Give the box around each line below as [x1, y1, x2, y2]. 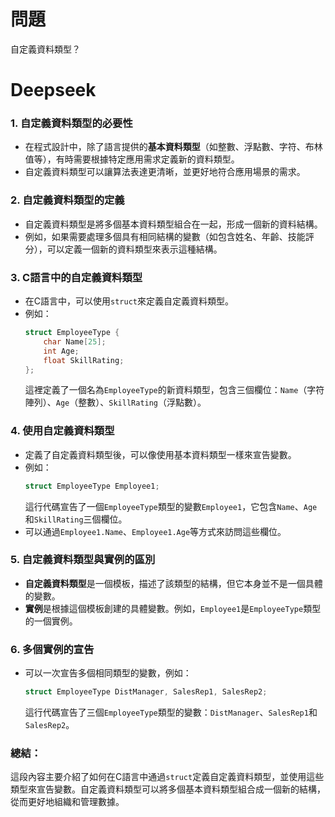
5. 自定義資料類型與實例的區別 [10, 553, 156, 567]
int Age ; [43, 346, 80, 356]
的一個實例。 [24, 615, 78, 627]
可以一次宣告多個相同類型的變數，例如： [24, 667, 192, 679]
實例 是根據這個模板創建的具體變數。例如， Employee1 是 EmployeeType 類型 [24, 602, 322, 614]
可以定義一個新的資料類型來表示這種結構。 [46, 243, 223, 255]
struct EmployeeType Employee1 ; [24, 481, 160, 491]
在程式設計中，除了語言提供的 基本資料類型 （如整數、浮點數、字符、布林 [24, 141, 323, 153]
